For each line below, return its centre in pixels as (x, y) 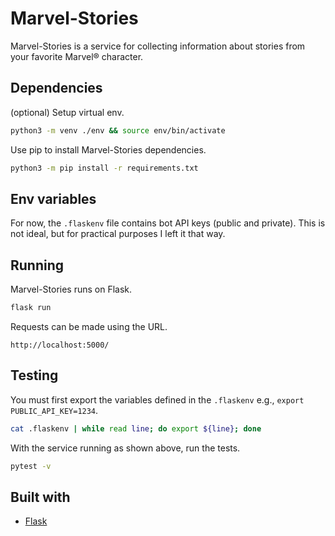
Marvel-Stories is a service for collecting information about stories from (158, 46)
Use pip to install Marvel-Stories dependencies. (108, 149)
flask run (31, 308)
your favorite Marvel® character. (77, 56)
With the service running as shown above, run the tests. (125, 448)
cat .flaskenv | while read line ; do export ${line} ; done (136, 428)
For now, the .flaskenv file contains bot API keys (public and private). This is (168, 223)
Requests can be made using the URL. (89, 326)
